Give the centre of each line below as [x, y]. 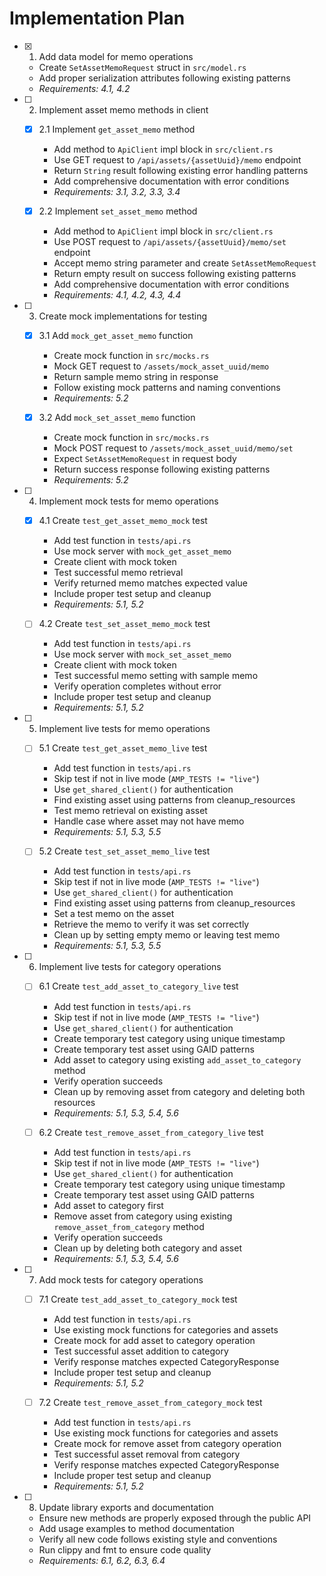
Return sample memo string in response [136, 377]
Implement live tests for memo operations [124, 729]
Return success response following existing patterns [162, 469]
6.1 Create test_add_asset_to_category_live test [138, 986]
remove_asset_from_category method [129, 1226]
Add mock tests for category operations [121, 1279]
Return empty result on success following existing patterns [175, 274]
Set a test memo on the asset [114, 914]
